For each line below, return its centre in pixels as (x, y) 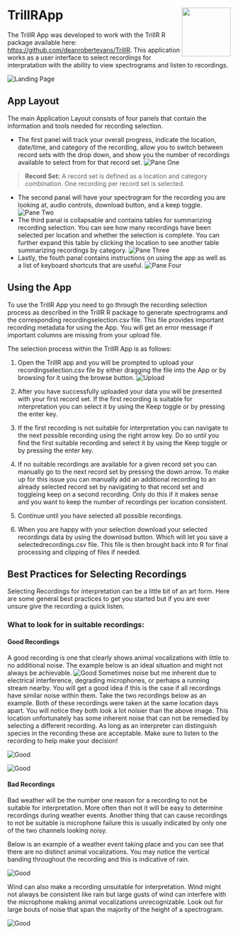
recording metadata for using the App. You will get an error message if (110, 327)
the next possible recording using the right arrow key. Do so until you (118, 435)
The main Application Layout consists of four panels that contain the (107, 118)
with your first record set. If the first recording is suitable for (105, 398)
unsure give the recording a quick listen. (66, 607)
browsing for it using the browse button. (76, 377)
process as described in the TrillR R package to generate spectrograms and (118, 312)
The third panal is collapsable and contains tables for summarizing (114, 219)
